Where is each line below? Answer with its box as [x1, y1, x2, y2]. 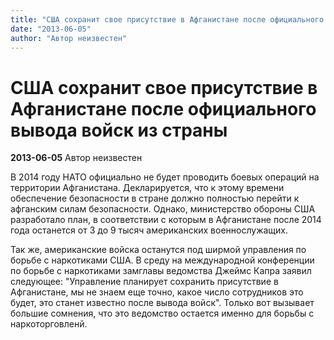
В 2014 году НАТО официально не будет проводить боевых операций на [10, 171, 320, 183]
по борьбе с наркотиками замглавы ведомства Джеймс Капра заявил [10, 265, 312, 277]
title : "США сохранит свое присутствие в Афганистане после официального [10, 14, 325, 25]
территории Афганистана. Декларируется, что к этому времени [10, 182, 285, 194]
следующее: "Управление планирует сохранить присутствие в [10, 276, 279, 288]
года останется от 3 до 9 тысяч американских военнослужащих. [10, 224, 289, 236]
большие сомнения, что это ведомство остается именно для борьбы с [10, 307, 315, 320]
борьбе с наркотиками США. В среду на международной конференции [10, 254, 315, 266]
